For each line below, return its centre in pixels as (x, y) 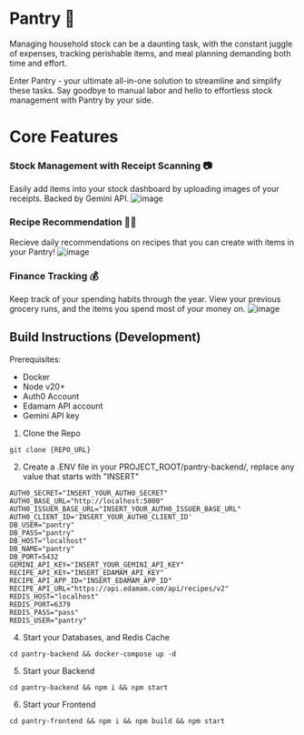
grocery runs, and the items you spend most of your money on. (127, 309)
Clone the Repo (52, 433)
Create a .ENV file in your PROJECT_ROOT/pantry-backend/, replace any (158, 467)
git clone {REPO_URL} (50, 449)
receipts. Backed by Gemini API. (69, 198)
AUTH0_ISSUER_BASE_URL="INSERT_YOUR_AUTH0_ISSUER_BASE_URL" (126, 508)
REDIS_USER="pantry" (49, 620)
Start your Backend (59, 670)
